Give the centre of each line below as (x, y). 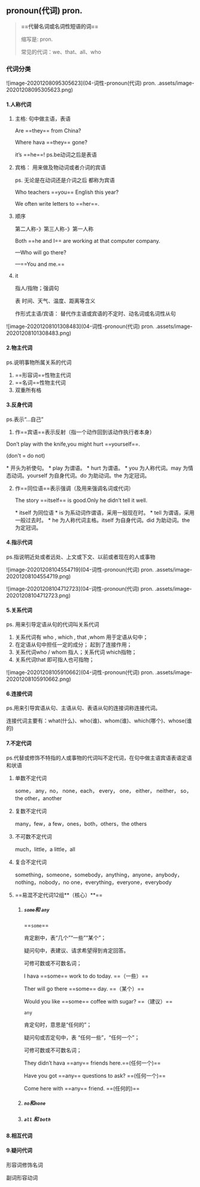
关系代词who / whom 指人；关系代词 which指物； (76, 652)
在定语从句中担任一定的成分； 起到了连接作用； (73, 645)
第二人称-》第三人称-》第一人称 (54, 229)
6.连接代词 (19, 693)
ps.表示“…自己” (25, 419)
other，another (43, 798)
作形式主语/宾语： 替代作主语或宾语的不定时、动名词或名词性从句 (95, 314)
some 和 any (37, 910)
